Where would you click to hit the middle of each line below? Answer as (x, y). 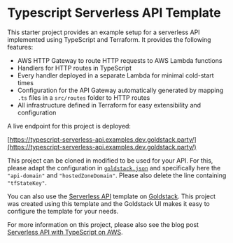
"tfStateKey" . (27, 182)
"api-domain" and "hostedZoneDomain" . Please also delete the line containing (117, 175)
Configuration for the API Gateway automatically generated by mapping (120, 90)
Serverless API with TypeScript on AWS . (65, 232)
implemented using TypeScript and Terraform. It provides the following (109, 39)
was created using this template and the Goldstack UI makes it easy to (108, 203)
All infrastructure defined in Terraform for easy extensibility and (109, 105)
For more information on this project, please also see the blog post (103, 224)
